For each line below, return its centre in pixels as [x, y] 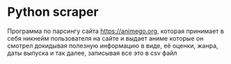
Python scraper [53, 12]
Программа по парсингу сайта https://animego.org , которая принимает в [115, 31]
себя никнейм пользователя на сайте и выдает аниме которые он [105, 38]
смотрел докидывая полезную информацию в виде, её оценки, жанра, [113, 45]
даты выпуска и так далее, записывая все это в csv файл [92, 53]
